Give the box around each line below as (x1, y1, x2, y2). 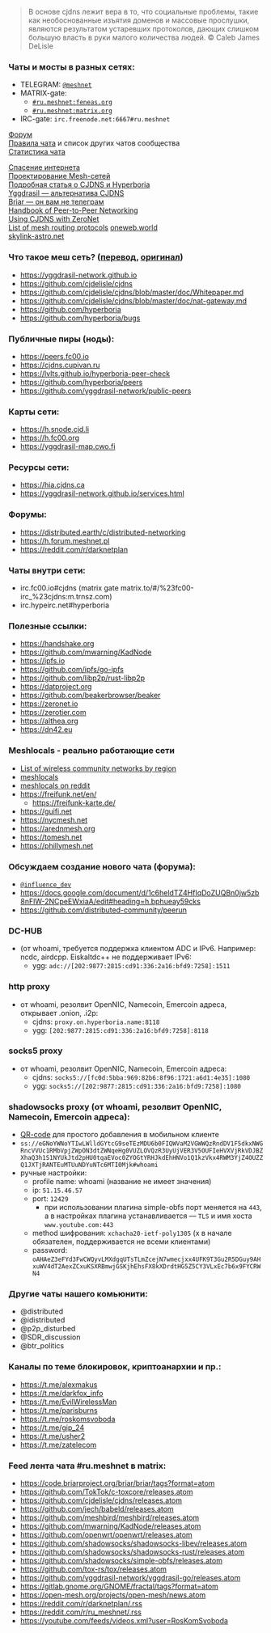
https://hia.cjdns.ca (19, 480, 85, 490)
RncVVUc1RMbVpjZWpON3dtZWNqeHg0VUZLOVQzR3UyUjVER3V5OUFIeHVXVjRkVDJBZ (19, 1147, 264, 1155)
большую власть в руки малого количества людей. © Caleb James (28, 32, 260, 42)
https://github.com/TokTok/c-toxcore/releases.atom (19, 1487, 193, 1497)
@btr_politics (19, 1341, 65, 1351)
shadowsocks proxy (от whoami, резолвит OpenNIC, (8, 1101, 222, 1112)
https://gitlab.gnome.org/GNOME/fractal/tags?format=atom (19, 1581, 218, 1592)
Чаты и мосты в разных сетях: (8, 61, 135, 72)
